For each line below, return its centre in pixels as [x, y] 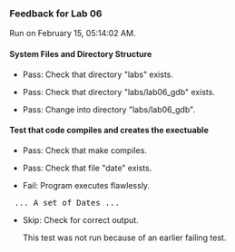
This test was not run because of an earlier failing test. [124, 237]
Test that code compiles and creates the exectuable [109, 131]
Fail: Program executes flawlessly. [86, 185]
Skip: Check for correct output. [80, 219]
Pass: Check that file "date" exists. [87, 168]
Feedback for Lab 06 [56, 14]
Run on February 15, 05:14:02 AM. [73, 34]
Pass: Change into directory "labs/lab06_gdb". [109, 109]
